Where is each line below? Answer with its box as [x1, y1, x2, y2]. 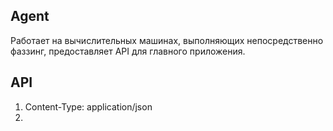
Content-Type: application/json [24, 100, 153, 113]
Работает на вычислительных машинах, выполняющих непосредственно [10, 34, 324, 46]
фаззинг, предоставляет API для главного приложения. [10, 45, 246, 57]
